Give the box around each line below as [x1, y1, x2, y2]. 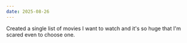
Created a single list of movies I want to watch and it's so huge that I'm [6, 25, 181, 32]
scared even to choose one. [6, 31, 76, 38]
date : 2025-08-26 [6, 8, 50, 15]
